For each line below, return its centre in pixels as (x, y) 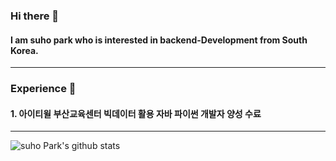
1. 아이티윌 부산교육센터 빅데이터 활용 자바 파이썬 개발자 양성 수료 (136, 113)
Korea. (24, 50)
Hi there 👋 (35, 16)
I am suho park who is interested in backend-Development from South (159, 40)
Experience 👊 (43, 89)
